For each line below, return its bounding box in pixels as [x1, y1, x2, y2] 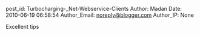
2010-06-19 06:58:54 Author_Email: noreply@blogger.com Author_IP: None [5, 11, 195, 19]
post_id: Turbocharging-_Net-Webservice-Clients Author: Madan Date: [5, 5, 182, 12]
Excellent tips [5, 23, 39, 30]
